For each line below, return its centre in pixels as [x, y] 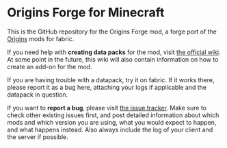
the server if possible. [38, 137]
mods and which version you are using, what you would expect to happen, [112, 122]
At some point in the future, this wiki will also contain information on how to [113, 59]
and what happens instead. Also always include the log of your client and [110, 129]
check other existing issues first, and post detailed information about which [113, 115]
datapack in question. [38, 95]
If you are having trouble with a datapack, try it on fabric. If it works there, [111, 79]
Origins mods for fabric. [41, 38]
